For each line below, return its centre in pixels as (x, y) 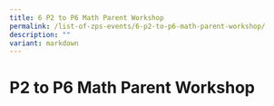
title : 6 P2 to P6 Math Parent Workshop (87, 18)
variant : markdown (44, 43)
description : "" (40, 34)
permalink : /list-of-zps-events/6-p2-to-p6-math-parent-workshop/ (137, 26)
